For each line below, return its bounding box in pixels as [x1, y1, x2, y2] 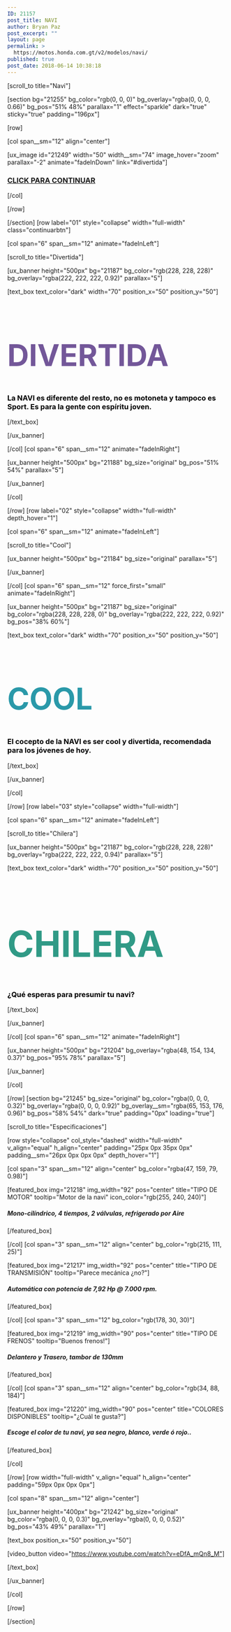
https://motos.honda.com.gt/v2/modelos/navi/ [13, 50, 149, 57]
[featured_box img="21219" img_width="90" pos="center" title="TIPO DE [7, 1329, 218, 1338]
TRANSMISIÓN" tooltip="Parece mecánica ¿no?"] [7, 1268, 150, 1277]
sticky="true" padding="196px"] [7, 110, 100, 118]
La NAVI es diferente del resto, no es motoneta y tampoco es [7, 393, 216, 403]
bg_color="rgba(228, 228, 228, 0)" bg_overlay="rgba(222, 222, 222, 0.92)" [7, 610, 225, 619]
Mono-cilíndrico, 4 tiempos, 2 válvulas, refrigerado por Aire [7, 1209, 185, 1217]
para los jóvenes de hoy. [7, 745, 92, 755]
